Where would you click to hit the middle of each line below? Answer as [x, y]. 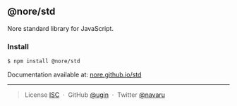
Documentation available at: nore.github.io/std [74, 74]
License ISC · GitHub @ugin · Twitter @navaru [95, 95]
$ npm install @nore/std [44, 61]
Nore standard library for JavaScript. [61, 28]
